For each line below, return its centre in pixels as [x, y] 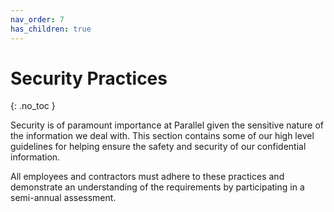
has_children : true [51, 29]
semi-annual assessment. [63, 198]
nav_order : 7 [37, 19]
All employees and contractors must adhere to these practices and [147, 177]
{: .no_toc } [33, 106]
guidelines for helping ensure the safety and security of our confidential [158, 147]
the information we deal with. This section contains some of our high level [162, 136]
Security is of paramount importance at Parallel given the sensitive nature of [167, 125]
